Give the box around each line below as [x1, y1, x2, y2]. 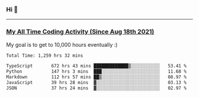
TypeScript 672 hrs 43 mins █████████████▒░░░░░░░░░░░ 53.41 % [6, 63, 187, 69]
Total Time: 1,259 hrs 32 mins [6, 53, 84, 59]
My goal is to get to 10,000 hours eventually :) [6, 41, 118, 48]
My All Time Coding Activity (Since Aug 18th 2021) [6, 28, 155, 36]
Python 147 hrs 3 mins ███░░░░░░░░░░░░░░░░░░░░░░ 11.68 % [6, 69, 187, 75]
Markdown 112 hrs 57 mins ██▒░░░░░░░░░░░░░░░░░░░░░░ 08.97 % [6, 74, 187, 80]
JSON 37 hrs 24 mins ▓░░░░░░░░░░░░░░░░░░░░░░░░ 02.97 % [6, 85, 187, 91]
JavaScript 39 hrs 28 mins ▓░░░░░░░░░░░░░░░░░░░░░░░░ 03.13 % [6, 80, 187, 86]
